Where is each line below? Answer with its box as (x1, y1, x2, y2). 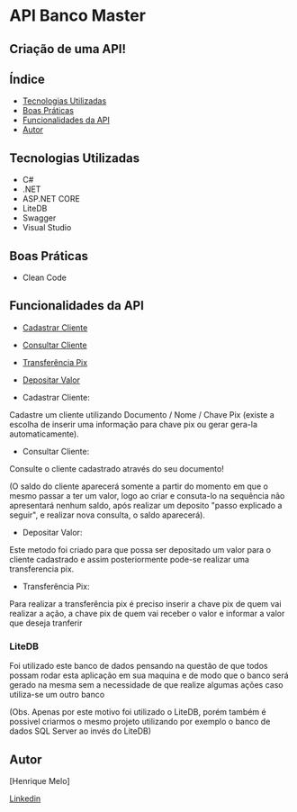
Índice (9, 71, 45, 86)
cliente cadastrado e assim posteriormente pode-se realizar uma (9, 554, 250, 564)
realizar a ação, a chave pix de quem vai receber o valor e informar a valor (9, 608, 285, 618)
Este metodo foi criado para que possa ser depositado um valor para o (9, 544, 272, 555)
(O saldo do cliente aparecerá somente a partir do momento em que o (9, 481, 268, 492)
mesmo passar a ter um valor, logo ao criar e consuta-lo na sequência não (9, 490, 285, 501)
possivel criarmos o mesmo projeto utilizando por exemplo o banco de (9, 717, 271, 727)
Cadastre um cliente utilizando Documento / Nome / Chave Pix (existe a (9, 409, 274, 420)
